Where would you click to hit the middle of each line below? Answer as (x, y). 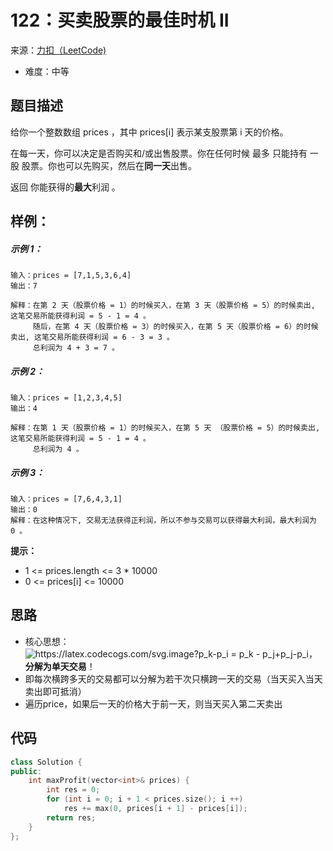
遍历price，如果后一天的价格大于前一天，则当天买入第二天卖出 (153, 703)
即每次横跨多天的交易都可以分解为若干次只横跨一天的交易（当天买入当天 (173, 678)
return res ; (71, 817)
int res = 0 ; (73, 790)
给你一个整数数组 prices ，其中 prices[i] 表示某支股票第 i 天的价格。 (149, 132)
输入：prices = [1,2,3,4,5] (66, 398)
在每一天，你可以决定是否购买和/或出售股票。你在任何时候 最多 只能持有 (159, 153)
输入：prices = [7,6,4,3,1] (66, 499)
